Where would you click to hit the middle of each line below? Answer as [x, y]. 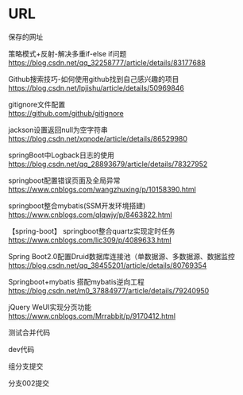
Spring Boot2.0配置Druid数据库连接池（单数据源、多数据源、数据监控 [122, 256]
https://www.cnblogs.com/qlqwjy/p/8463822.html [90, 215]
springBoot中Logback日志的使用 [62, 155]
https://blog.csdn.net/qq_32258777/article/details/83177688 [107, 62]
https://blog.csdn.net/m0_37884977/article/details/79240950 [109, 290]
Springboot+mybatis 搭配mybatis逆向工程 [76, 281]
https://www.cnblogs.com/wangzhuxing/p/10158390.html [102, 189]
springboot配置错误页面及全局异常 [64, 180]
